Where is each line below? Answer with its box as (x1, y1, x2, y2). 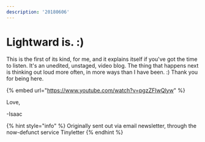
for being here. (6, 74, 44, 82)
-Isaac (6, 110, 23, 118)
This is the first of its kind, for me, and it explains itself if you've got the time (6, 55, 198, 63)
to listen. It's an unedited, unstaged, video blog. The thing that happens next (6, 62, 199, 69)
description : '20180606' (6, 9, 70, 15)
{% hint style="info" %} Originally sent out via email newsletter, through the (6, 122, 197, 129)
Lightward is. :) (6, 35, 84, 49)
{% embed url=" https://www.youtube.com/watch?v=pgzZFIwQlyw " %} (6, 87, 185, 94)
